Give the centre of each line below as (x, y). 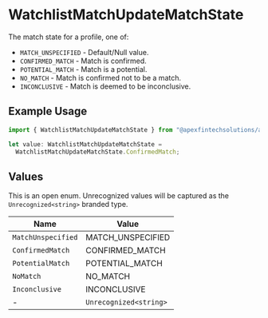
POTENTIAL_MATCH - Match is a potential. (83, 69)
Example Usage (48, 111)
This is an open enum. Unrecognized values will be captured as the (119, 196)
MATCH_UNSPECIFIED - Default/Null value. (84, 52)
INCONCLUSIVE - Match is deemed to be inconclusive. (105, 86)
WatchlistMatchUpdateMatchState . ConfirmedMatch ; (98, 152)
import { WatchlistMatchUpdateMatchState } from (91, 129)
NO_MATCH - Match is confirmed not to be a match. (100, 78)
